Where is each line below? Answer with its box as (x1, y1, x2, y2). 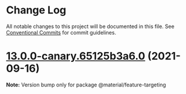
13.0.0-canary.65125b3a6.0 (6, 50, 146, 63)
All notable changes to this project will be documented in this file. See (6, 23, 175, 30)
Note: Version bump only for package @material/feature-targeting (6, 81, 166, 88)
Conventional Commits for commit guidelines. (6, 29, 116, 36)
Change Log (6, 4, 66, 17)
